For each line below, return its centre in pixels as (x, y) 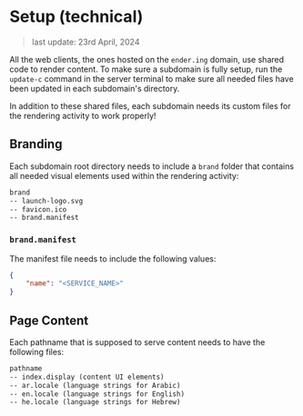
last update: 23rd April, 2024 (86, 42)
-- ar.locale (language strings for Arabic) (95, 385)
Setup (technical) (76, 17)
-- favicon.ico (38, 209)
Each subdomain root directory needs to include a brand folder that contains (151, 166)
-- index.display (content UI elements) (87, 377)
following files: (37, 352)
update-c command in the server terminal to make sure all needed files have (151, 78)
